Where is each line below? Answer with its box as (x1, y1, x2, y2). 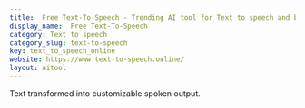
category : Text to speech (9, 30, 107, 39)
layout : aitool (9, 64, 67, 73)
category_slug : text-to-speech (9, 38, 128, 48)
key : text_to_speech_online (9, 47, 116, 56)
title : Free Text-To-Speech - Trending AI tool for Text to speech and (9, 13, 290, 22)
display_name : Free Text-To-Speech (9, 22, 148, 31)
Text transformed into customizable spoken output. (9, 87, 202, 99)
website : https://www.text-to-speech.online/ (9, 55, 184, 64)
